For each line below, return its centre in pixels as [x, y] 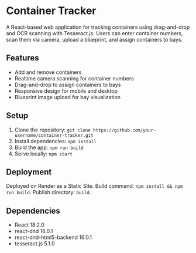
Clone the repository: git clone [52, 130]
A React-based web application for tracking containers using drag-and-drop [98, 27]
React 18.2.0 [30, 225]
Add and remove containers [48, 72]
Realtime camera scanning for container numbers [74, 78]
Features [23, 58]
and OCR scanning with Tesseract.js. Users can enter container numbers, [94, 33]
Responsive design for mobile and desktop [66, 91]
